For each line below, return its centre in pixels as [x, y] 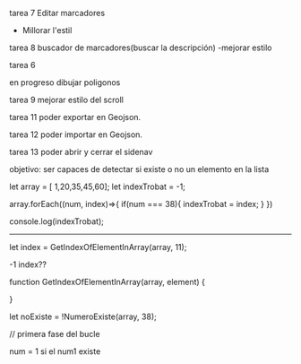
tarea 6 [22, 65]
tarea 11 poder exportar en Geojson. [75, 117]
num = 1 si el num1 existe [55, 351]
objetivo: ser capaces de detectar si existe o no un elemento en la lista [139, 169]
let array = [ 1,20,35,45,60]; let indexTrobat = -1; [98, 186]
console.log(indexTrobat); [57, 221]
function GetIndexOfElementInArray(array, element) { [107, 282]
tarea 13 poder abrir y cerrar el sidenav [81, 152]
